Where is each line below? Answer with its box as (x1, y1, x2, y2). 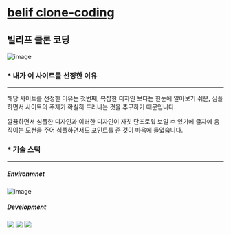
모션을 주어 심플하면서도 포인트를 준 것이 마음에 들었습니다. (25, 126, 184, 135)
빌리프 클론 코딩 (7, 34, 70, 45)
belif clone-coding (7, 5, 115, 21)
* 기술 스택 (7, 145, 41, 155)
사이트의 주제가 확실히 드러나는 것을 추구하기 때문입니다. (25, 103, 177, 111)
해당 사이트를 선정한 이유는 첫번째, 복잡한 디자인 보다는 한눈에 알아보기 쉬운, (7, 94, 211, 102)
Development (7, 203, 47, 211)
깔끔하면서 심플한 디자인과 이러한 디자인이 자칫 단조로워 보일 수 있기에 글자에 (7, 117, 213, 126)
